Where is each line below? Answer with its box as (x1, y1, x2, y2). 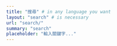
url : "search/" (6, 20, 44, 26)
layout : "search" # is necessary (6, 14, 89, 20)
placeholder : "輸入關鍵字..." (6, 31, 77, 37)
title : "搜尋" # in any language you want (6, 8, 111, 15)
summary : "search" (6, 25, 52, 32)
